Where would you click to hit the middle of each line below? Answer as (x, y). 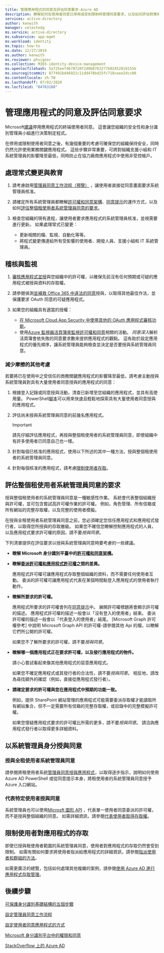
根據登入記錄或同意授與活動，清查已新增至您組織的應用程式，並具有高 (83, 393)
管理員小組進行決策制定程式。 (39, 133)
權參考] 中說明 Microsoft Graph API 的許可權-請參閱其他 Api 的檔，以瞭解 (85, 625)
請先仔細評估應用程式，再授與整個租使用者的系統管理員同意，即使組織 (83, 435)
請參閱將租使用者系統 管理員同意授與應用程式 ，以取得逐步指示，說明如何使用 (82, 772)
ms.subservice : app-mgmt (30, 37)
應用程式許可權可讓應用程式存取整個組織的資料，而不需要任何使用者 (81, 574)
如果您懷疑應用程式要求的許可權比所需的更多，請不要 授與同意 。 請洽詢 (83, 723)
